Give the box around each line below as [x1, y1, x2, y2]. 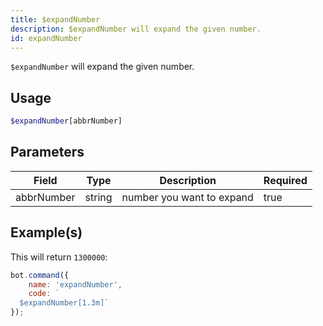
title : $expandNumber [10, 14, 101, 25]
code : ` [28, 289, 60, 299]
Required [263, 173, 308, 187]
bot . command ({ [10, 270, 70, 280]
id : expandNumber [10, 33, 83, 43]
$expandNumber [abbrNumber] [10, 116, 123, 126]
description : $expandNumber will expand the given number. [10, 24, 262, 34]
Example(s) [10, 224, 83, 241]
